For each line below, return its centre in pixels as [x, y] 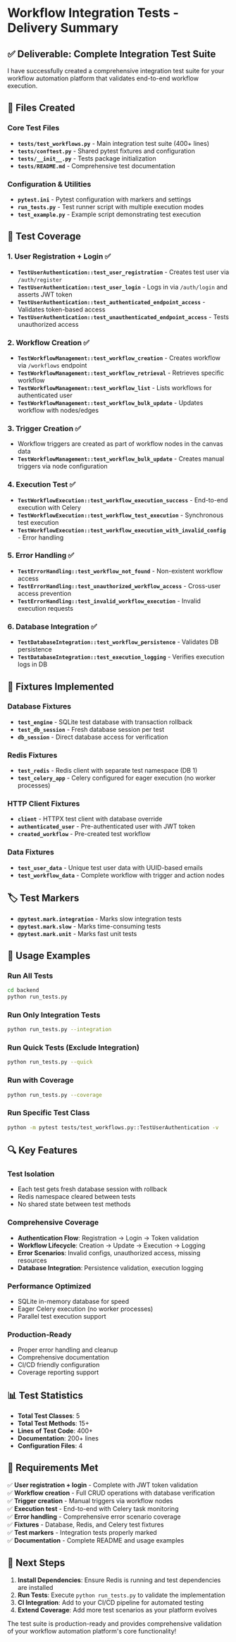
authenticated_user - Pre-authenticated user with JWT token [106, 826]
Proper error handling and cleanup [68, 1350]
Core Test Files [33, 128]
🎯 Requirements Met [53, 1468]
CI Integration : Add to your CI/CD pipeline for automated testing [111, 1602]
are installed [35, 1587]
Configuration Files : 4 [50, 1446]
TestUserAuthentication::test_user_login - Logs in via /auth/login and [122, 287]
